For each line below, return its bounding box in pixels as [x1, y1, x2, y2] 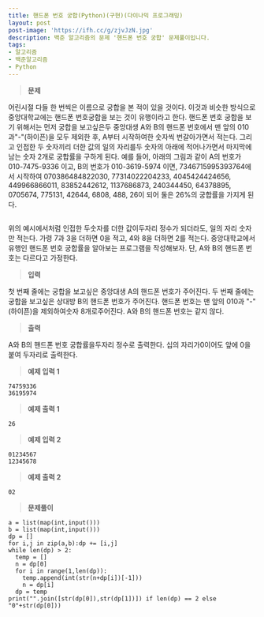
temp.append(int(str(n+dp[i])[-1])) [22, 574, 143, 581]
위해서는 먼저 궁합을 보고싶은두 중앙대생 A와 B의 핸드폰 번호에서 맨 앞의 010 [16, 122, 250, 131]
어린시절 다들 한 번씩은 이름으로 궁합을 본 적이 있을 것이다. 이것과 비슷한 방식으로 [8, 102, 256, 111]
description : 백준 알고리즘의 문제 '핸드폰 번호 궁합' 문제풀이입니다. [8, 33, 210, 42]
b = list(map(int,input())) [8, 525, 101, 533]
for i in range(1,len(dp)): [15, 566, 108, 575]
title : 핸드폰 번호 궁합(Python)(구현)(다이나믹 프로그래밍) [8, 11, 184, 20]
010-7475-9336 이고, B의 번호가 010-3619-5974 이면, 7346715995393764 [8, 161, 246, 171]
